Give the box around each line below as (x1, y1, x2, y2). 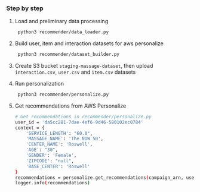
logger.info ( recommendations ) (14, 180, 91, 186)
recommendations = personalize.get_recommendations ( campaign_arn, (14, 174, 184, 181)
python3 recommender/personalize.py (17, 92, 109, 97)
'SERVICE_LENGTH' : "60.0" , (26, 130, 93, 136)
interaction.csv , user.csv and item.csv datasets (14, 68, 136, 75)
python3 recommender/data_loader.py (17, 29, 109, 35)
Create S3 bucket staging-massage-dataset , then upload (14, 62, 153, 70)
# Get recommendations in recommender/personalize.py (14, 114, 152, 119)
